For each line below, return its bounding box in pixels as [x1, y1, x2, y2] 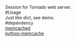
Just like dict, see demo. [5, 15, 55, 20]
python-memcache [5, 31, 44, 36]
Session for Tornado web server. [5, 4, 72, 10]
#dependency [5, 20, 34, 26]
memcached [5, 25, 31, 31]
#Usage [5, 9, 21, 15]
